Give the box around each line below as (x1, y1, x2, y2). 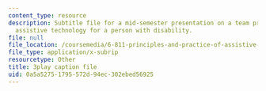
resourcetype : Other (8, 56, 77, 64)
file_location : (8, 41, 59, 49)
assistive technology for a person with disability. (15, 26, 193, 34)
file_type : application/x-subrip (8, 48, 119, 56)
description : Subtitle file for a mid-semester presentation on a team (8, 19, 249, 27)
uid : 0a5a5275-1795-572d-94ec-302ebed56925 (8, 70, 154, 78)
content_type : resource (8, 11, 87, 20)
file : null (8, 33, 44, 42)
